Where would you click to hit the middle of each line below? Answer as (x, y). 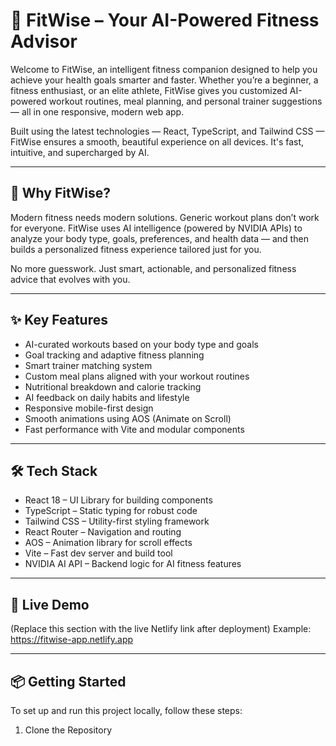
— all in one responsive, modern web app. (97, 111)
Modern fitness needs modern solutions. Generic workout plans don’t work (165, 217)
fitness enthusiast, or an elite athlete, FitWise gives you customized (149, 90)
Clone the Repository (68, 730)
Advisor (44, 41)
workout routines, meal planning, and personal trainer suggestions (185, 101)
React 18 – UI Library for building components (118, 500)
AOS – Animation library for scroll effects (108, 543)
